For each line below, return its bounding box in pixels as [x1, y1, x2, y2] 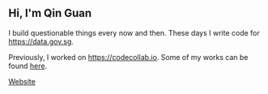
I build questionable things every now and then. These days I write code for [8, 28, 261, 37]
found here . [8, 61, 47, 70]
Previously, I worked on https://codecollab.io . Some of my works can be [8, 52, 249, 62]
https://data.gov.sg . [8, 36, 74, 46]
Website [8, 76, 36, 86]
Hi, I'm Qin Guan [8, 6, 92, 20]
